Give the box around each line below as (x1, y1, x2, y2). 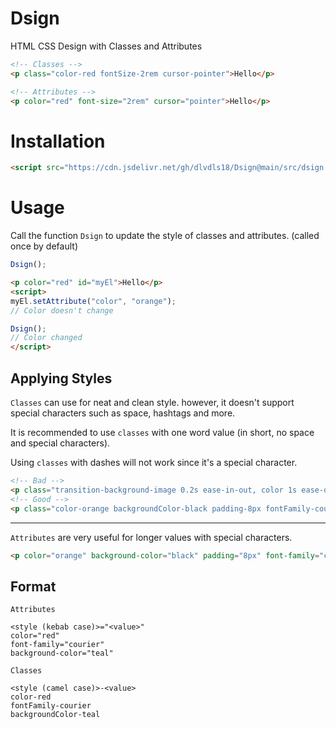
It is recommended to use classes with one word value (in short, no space (10, 427, 315, 438)
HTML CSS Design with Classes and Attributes (10, 40, 203, 52)
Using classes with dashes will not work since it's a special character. (10, 457, 298, 468)
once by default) (10, 240, 78, 252)
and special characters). (10, 437, 111, 449)
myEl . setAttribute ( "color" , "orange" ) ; (10, 296, 177, 306)
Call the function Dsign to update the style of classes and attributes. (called (10, 230, 320, 242)
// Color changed (10, 333, 83, 343)
